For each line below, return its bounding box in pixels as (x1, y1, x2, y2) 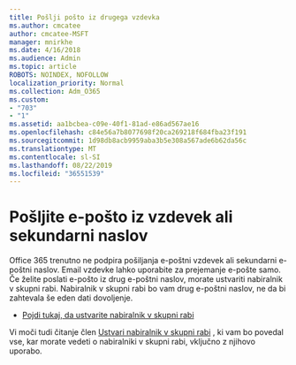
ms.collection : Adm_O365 (9, 87, 101, 95)
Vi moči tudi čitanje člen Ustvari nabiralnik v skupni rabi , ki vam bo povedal (9, 327, 285, 338)
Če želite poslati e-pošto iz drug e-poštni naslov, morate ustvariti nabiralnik (9, 274, 283, 285)
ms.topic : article (9, 63, 77, 72)
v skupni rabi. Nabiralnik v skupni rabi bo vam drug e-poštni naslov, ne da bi (9, 284, 286, 294)
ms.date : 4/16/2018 (9, 46, 81, 55)
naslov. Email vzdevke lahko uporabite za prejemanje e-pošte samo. (34, 264, 281, 275)
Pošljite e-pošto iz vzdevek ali (9, 207, 233, 227)
